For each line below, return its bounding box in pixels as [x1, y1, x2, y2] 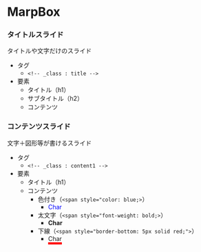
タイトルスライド [7, 30, 64, 40]
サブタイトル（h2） [27, 94, 84, 103]
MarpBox [7, 4, 61, 20]
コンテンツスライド [7, 122, 71, 131]
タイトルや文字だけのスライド [7, 47, 92, 55]
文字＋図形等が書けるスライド [7, 139, 92, 147]
